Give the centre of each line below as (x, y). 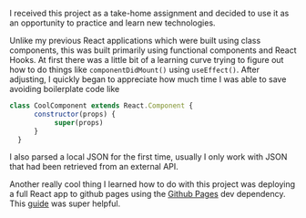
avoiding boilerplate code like (65, 89)
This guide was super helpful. (65, 203)
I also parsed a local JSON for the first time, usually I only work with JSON (148, 157)
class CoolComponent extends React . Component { (102, 106)
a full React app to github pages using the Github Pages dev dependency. (148, 194)
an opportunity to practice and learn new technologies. (112, 23)
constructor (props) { (75, 114)
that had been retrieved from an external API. (94, 167)
